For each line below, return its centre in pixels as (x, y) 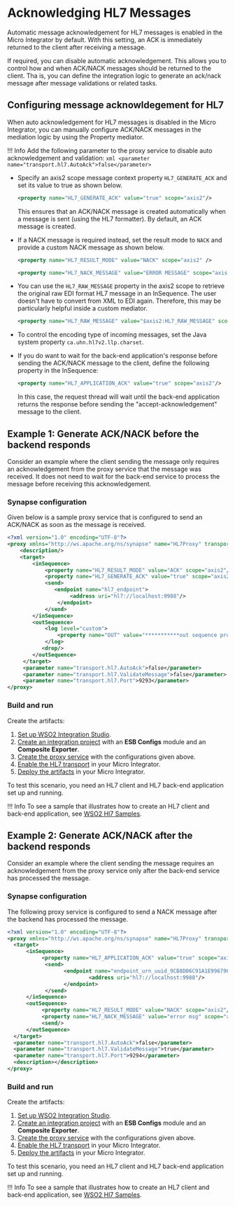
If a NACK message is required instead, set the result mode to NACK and (120, 240)
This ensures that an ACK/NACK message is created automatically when (121, 211)
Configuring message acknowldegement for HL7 (115, 105)
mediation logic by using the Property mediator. (76, 137)
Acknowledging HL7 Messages (99, 13)
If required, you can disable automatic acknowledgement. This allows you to (117, 60)
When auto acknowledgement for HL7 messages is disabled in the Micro (112, 122)
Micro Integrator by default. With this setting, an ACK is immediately (105, 39)
